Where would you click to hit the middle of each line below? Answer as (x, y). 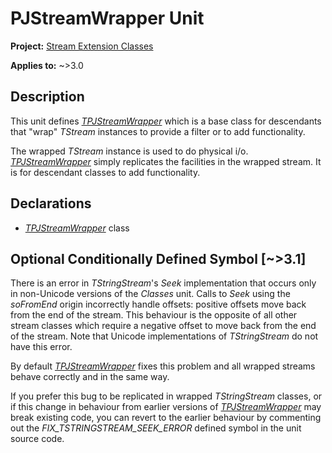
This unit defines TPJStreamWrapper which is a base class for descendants (166, 121)
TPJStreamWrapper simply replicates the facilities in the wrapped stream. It (166, 161)
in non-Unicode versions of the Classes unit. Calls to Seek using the (150, 294)
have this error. (41, 347)
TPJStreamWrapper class (77, 228)
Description (47, 97)
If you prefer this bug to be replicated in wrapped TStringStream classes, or (166, 396)
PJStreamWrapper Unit (107, 18)
